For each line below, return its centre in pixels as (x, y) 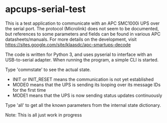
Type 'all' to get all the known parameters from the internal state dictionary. (83, 105)
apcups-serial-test (46, 9)
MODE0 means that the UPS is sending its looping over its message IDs (87, 85)
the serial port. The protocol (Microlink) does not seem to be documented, (82, 28)
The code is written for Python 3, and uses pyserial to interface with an (79, 54)
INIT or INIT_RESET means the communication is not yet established (83, 79)
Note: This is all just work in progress (44, 115)
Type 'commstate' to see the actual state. (48, 70)
